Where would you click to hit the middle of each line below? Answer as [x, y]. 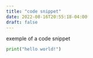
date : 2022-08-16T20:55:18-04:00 [47, 17]
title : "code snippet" [34, 11]
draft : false [22, 22]
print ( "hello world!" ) [34, 49]
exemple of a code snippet [38, 39]
